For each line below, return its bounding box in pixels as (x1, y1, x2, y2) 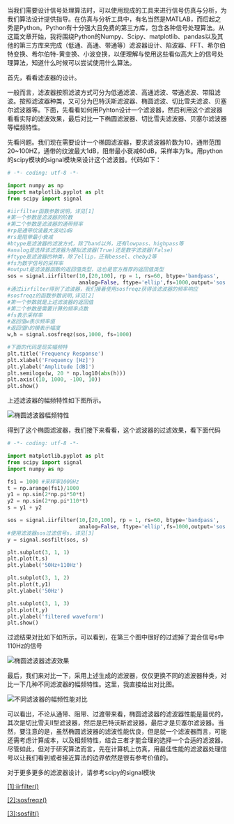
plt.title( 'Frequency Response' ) (7, 350, 104, 357)
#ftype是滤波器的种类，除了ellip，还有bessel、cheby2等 (7, 253, 157, 260)
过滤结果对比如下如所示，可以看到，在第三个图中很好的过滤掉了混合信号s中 (7, 633, 224, 642)
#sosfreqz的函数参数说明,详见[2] (7, 292, 95, 299)
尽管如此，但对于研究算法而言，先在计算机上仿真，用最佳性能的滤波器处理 (7, 745, 221, 753)
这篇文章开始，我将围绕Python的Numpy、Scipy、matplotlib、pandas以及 (7, 32, 217, 41)
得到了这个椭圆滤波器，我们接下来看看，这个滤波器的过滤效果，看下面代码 (7, 426, 221, 435)
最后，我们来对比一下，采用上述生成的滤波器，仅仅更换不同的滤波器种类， (7, 672, 221, 680)
